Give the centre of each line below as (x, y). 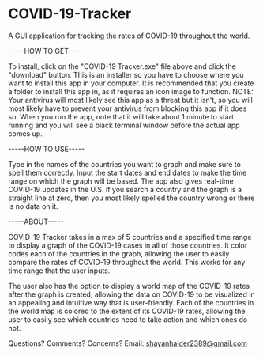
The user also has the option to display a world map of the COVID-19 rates (129, 286)
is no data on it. (33, 206)
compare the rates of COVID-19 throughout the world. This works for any (127, 262)
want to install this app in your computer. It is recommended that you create (131, 83)
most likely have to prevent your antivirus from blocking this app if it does (128, 108)
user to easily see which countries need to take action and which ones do (128, 319)
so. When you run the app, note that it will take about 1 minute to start (121, 116)
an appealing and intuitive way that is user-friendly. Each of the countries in (131, 302)
